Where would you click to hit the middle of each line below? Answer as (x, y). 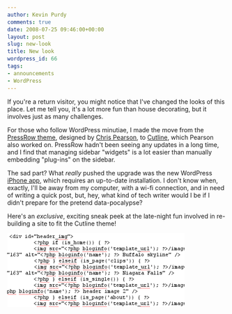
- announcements (31, 73)
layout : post (26, 37)
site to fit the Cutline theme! (77, 223)
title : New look (31, 52)
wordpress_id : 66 (32, 59)
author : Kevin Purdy (37, 15)
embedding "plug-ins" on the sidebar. (61, 159)
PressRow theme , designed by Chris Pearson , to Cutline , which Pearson (110, 137)
